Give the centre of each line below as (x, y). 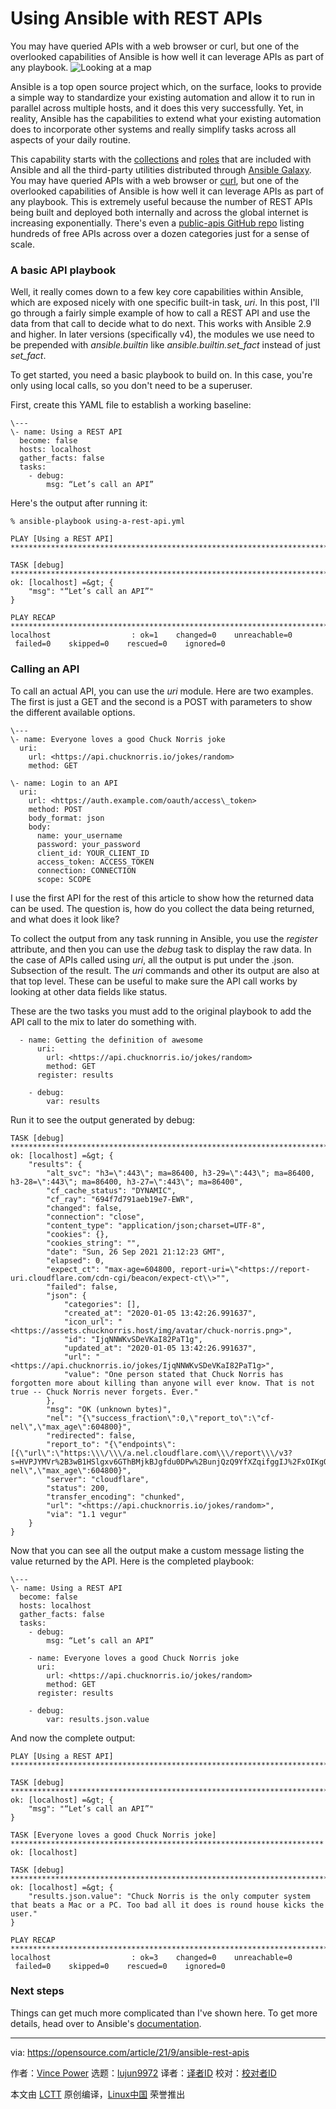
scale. (22, 244)
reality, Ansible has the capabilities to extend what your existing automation (166, 118)
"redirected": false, (91, 1435)
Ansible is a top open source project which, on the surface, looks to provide (166, 86)
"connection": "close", (95, 1217)
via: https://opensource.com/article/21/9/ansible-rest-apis (130, 2052)
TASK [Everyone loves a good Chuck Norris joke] (113, 1835)
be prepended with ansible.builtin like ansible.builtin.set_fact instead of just (165, 345)
